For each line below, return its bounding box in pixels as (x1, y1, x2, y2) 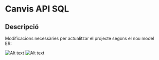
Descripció (5, 23, 39, 31)
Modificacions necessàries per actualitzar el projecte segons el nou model (5, 35, 155, 41)
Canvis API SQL (5, 3, 70, 15)
